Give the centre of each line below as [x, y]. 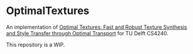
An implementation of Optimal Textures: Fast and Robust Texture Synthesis [97, 27]
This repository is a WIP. [35, 45]
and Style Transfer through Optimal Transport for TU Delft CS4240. [87, 33]
